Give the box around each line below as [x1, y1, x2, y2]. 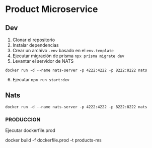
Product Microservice [5, 4, 98, 15]
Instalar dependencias [12, 42, 59, 48]
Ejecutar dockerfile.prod [5, 127, 55, 133]
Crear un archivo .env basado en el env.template [12, 48, 114, 53]
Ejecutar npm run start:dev [12, 77, 69, 82]
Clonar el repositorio [12, 37, 55, 43]
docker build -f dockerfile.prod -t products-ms [5, 137, 102, 143]
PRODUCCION [5, 116, 41, 123]
